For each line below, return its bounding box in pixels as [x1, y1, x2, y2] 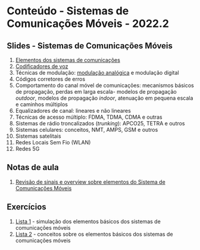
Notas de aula [7, 162, 59, 172]
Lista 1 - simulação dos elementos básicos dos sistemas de [15, 218, 161, 225]
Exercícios [7, 202, 46, 212]
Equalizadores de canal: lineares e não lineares [15, 107, 132, 114]
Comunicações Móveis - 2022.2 [7, 17, 169, 30]
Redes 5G [15, 145, 40, 152]
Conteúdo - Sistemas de [7, 4, 129, 18]
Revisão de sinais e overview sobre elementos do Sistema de [15, 178, 165, 186]
